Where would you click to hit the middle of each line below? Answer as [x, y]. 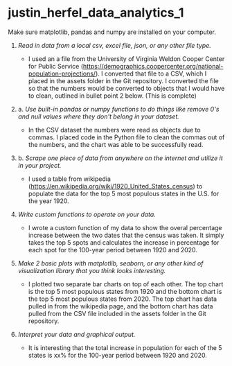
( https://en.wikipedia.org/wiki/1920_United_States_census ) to [115, 186]
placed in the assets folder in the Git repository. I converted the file [123, 80]
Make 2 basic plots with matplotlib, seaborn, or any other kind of [110, 263]
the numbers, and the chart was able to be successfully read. [116, 144]
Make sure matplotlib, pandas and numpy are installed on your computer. [112, 32]
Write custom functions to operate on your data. [87, 214]
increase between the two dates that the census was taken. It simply [126, 235]
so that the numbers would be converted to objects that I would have [126, 88]
